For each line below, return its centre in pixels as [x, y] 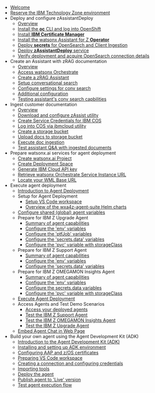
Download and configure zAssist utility [58, 115]
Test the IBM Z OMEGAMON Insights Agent [70, 320]
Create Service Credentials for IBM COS [59, 121]
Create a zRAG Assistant [43, 77]
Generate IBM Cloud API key [48, 169]
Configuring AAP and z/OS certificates [58, 353]
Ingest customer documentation [43, 104]
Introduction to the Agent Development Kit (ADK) [69, 342]
